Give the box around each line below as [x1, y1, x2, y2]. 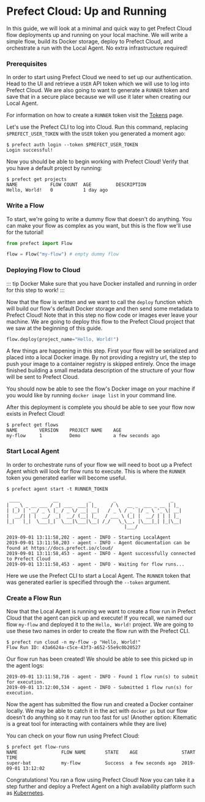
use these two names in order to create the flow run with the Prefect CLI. [6, 628, 190, 635]
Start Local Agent [6, 447, 60, 456]
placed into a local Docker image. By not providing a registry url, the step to [6, 354, 197, 361]
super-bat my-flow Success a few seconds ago [6, 760, 176, 766]
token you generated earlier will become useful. [6, 474, 127, 481]
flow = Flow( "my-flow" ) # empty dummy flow [6, 251, 119, 257]
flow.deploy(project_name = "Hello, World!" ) [6, 336, 119, 342]
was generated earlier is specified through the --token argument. [6, 578, 171, 586]
